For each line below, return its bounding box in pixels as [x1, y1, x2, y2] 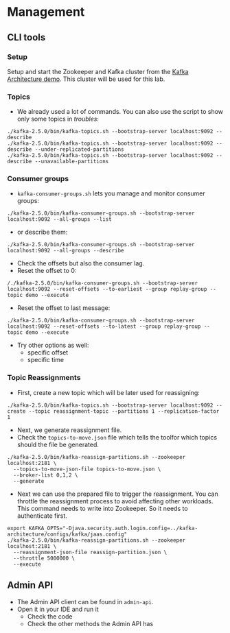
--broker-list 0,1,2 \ [13, 471, 78, 479]
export [7, 525, 26, 532]
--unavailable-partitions [34, 158, 109, 165]
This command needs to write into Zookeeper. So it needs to [16, 504, 188, 512]
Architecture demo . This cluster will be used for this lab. [7, 75, 165, 83]
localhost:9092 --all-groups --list [7, 216, 112, 223]
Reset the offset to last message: [16, 304, 111, 312]
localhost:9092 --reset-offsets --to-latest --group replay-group [7, 323, 201, 330]
